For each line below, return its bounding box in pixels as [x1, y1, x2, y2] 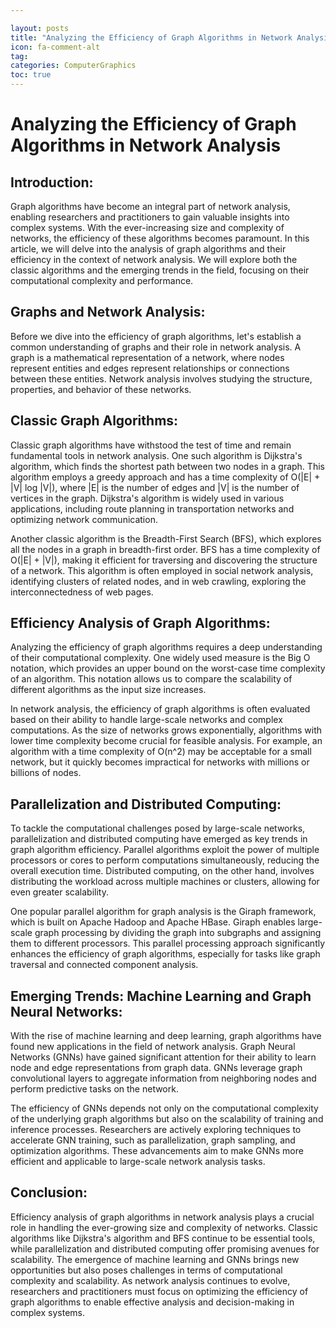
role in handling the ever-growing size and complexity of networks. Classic [10, 1221, 318, 1233]
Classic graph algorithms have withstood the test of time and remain [10, 439, 292, 451]
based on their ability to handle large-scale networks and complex [10, 714, 283, 726]
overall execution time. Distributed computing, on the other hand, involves [10, 865, 315, 877]
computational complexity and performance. [10, 275, 194, 286]
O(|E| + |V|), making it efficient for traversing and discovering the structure [10, 554, 318, 566]
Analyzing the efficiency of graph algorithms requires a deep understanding [10, 641, 323, 653]
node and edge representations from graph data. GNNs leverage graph [10, 1062, 303, 1074]
